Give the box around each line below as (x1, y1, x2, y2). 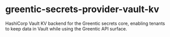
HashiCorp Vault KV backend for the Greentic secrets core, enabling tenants (5, 20, 165, 26)
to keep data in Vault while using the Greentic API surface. (5, 25, 127, 31)
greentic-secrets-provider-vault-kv (5, 4, 159, 15)
